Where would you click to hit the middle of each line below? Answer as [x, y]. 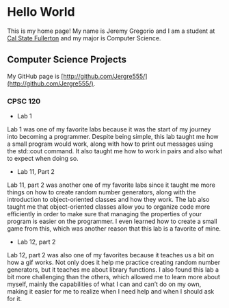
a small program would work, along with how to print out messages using [110, 144]
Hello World [41, 12]
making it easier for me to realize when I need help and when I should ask [111, 292]
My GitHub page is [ [35, 76]
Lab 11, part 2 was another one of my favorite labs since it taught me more [111, 185]
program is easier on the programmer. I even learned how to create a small [112, 221]
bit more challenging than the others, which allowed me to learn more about [114, 277]
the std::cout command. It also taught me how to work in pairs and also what [115, 151]
